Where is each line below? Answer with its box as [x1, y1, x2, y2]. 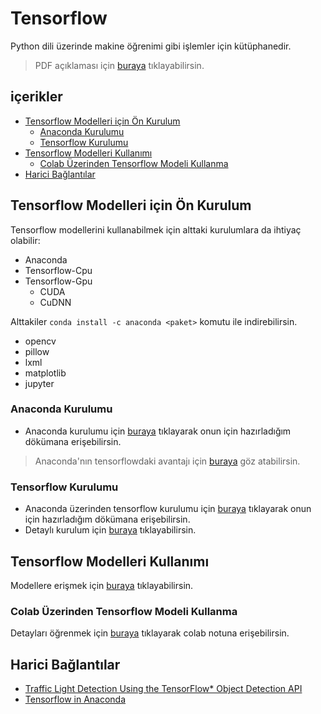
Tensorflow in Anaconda [24, 693, 127, 706]
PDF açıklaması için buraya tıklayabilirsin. [34, 59, 205, 71]
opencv [24, 335, 57, 347]
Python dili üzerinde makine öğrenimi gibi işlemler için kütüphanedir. [10, 40, 292, 52]
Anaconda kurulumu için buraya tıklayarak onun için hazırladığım [24, 425, 292, 437]
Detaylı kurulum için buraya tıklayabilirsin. [24, 524, 197, 536]
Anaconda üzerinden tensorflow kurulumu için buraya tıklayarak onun [24, 503, 312, 515]
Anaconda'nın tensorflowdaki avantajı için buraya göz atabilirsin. [34, 455, 301, 467]
